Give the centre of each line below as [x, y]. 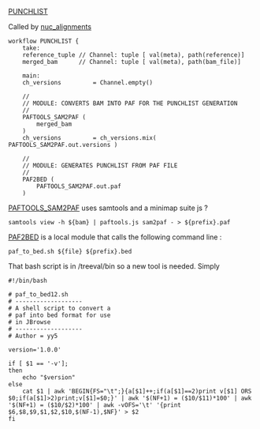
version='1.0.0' [35, 350]
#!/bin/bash [28, 280]
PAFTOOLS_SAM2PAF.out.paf [79, 186]
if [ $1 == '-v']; [38, 363]
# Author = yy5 [33, 336]
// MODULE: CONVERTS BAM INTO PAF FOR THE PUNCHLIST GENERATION [130, 103]
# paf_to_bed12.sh [38, 295]
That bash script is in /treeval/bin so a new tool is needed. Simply [114, 266]
